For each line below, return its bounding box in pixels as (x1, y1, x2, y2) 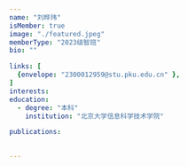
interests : (9, 86, 50, 96)
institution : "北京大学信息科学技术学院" (25, 112, 164, 121)
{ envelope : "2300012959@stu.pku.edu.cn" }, (17, 70, 180, 80)
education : (9, 95, 50, 104)
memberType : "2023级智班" (9, 37, 101, 47)
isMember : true (9, 21, 66, 30)
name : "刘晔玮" (9, 12, 61, 22)
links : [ (9, 62, 42, 71)
